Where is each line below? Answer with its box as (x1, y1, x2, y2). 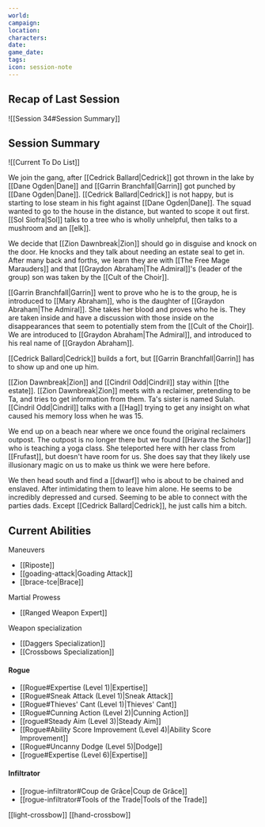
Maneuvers (8, 545, 45, 555)
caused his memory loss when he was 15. (8, 412, 144, 421)
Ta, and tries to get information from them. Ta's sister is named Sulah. (8, 394, 236, 404)
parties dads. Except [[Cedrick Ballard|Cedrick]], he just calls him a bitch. (8, 501, 248, 511)
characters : (8, 33, 47, 42)
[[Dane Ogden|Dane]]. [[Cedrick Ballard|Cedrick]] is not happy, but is (8, 190, 234, 199)
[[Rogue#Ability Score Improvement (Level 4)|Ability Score (19, 725, 211, 734)
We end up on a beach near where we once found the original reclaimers (8, 427, 246, 436)
